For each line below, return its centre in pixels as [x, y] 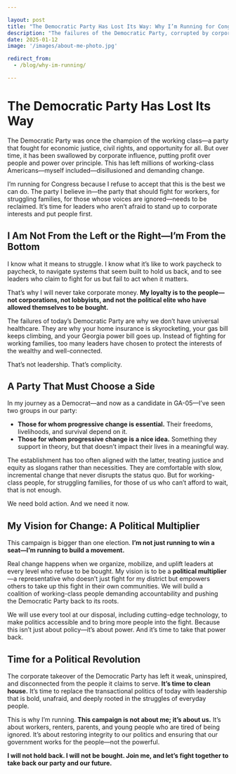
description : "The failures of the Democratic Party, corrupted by [108, 33]
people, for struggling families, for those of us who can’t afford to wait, [126, 483]
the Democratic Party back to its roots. [63, 601]
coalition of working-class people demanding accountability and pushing [113, 593]
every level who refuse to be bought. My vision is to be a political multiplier [117, 571]
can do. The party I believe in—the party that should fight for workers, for [113, 191]
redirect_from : [29, 59]
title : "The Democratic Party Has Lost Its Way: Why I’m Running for [111, 26]
